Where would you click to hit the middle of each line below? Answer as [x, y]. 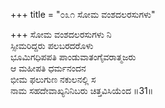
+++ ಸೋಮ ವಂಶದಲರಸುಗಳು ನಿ [61, 34]
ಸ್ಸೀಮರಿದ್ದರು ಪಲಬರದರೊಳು [52, 45]
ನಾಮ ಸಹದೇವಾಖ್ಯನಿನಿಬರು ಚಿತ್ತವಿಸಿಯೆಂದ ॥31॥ [82, 90]
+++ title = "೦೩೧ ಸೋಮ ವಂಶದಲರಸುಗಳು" [83, 14]
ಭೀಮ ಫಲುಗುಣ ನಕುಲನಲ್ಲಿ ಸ [53, 79]
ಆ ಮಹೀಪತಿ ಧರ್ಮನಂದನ [48, 68]
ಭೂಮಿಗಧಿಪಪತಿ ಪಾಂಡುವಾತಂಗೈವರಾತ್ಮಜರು [73, 57]
